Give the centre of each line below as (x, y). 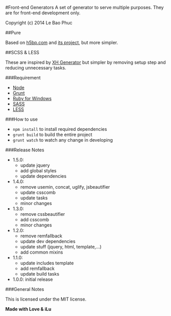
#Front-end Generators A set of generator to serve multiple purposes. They (85, 7)
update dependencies (43, 176)
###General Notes (25, 289)
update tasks (34, 198)
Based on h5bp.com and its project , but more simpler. (62, 42)
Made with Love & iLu (28, 309)
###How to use (22, 119)
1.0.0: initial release (33, 279)
